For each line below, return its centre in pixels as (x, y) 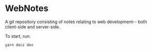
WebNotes (27, 8)
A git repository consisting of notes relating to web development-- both (76, 22)
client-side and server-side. (33, 26)
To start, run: (18, 36)
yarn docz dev (19, 45)
